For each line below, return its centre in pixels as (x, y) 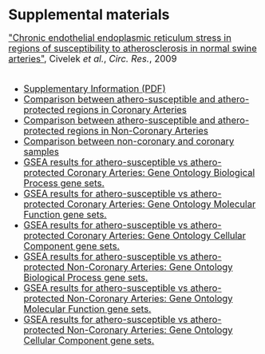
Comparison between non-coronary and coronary (129, 141)
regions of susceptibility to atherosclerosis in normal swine (132, 48)
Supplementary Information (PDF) (95, 88)
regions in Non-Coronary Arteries (138, 131)
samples (42, 151)
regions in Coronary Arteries (127, 109)
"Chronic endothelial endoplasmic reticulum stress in (120, 38)
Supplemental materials (89, 15)
